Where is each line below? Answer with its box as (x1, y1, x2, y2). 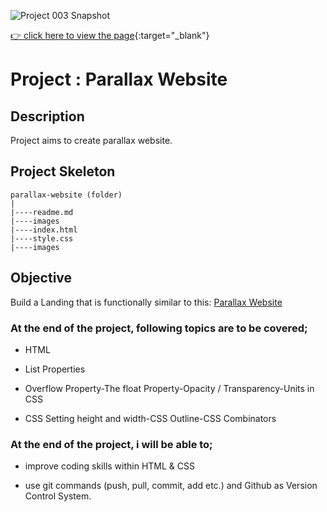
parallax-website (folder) (10, 190, 123, 200)
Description (10, 108, 85, 125)
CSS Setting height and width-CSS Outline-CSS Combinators (24, 412, 277, 424)
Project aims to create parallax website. (10, 135, 173, 146)
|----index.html (10, 225, 78, 235)
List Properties (24, 363, 86, 375)
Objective (10, 270, 73, 287)
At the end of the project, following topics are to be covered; (10, 321, 308, 335)
